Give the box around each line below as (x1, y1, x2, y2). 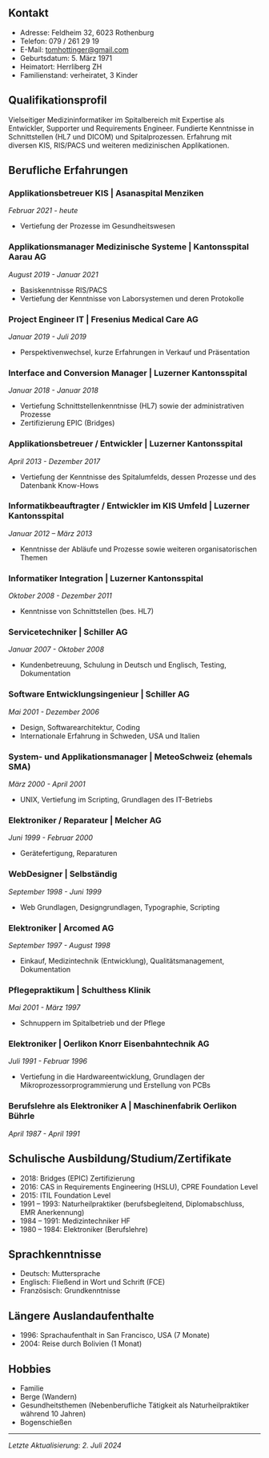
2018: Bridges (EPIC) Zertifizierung (19, 1173, 135, 1183)
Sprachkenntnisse (8, 1247, 102, 1261)
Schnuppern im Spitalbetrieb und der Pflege (19, 1018, 166, 1028)
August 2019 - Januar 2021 (8, 269, 98, 279)
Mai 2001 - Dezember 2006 (8, 707, 100, 717)
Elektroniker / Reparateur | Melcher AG (8, 814, 162, 826)
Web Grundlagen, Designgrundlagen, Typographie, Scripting (19, 902, 220, 912)
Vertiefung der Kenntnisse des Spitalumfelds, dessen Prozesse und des (19, 472, 256, 482)
